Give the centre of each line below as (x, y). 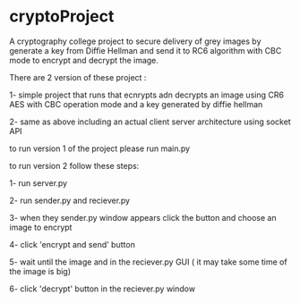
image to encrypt (41, 227)
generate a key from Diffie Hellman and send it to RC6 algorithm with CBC (146, 50)
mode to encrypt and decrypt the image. (84, 60)
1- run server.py (39, 183)
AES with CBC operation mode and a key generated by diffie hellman (136, 104)
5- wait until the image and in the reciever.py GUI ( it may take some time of (149, 262)
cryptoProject (62, 17)
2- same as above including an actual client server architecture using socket (150, 122)
